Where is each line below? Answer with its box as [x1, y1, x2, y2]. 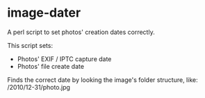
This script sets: [7, 41, 54, 49]
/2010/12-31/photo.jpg [7, 83, 71, 91]
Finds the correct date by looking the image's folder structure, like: [7, 75, 198, 84]
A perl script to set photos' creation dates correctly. [7, 28, 155, 36]
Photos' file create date [17, 62, 85, 70]
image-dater [7, 5, 81, 21]
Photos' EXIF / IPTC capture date [17, 54, 112, 63]
